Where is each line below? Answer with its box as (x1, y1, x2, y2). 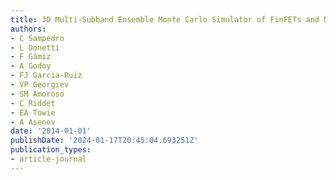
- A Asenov (10, 117, 56, 127)
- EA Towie (10, 107, 56, 118)
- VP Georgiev (10, 80, 70, 90)
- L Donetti (10, 42, 60, 53)
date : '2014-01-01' (10, 126, 92, 136)
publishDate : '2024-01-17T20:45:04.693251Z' (10, 136, 199, 146)
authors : (10, 24, 47, 34)
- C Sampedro (10, 33, 65, 43)
